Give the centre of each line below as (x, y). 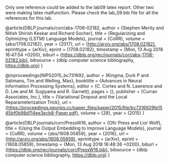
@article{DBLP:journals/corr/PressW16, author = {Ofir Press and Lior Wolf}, (83, 123)
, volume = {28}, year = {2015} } (111, 113)
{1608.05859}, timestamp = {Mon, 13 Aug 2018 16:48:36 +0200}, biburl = (82, 144)
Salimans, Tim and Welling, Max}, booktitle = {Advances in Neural (74, 81)
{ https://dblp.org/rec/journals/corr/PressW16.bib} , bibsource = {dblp (76, 150)
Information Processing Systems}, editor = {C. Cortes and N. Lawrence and (84, 86)
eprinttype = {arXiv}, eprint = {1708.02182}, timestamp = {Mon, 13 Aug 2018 (84, 49)
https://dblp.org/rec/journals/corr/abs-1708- (108, 55)
